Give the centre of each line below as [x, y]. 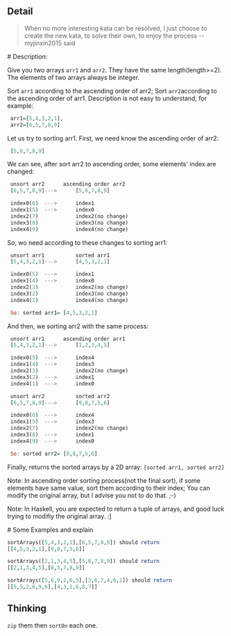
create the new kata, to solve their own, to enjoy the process [111, 35]
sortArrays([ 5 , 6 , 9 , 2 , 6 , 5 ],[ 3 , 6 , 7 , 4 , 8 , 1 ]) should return [89, 580]
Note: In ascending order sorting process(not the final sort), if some [104, 480]
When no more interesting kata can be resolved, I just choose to [115, 28]
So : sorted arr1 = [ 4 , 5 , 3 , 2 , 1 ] [54, 312]
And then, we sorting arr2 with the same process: [78, 326]
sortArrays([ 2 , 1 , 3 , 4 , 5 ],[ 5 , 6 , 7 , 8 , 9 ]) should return [84, 562]
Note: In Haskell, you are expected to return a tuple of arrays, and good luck [116, 509]
